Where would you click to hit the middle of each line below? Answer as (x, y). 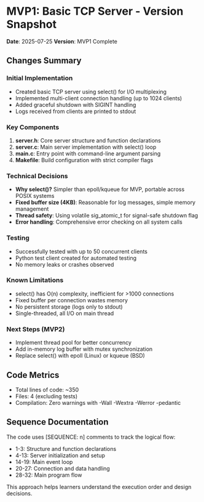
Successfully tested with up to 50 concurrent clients (81, 251)
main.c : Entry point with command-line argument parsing (88, 153)
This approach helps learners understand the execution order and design (99, 487)
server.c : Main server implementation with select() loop (86, 147)
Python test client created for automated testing (76, 258)
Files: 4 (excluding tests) (46, 396)
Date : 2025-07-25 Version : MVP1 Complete (62, 41)
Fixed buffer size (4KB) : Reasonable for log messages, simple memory (105, 202)
